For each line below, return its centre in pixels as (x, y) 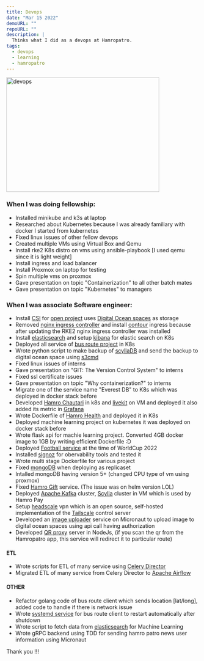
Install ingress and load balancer (56, 263)
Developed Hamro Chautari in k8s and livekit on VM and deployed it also (106, 403)
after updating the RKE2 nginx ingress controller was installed (93, 331)
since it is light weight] (43, 257)
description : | (26, 35)
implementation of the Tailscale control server (73, 513)
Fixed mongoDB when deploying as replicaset (73, 467)
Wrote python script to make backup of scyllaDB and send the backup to (107, 351)
